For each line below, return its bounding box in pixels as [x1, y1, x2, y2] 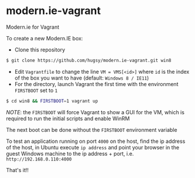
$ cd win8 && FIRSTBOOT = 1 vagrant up [6, 98, 98, 104]
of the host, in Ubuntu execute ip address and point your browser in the [6, 143, 180, 150]
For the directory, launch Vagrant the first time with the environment [14, 80, 179, 87]
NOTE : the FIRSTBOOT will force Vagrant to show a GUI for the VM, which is [6, 108, 184, 115]
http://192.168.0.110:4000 [6, 156, 72, 162]
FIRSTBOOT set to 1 [14, 87, 58, 94]
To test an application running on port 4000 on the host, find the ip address [6, 138, 186, 145]
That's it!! [6, 166, 29, 173]
